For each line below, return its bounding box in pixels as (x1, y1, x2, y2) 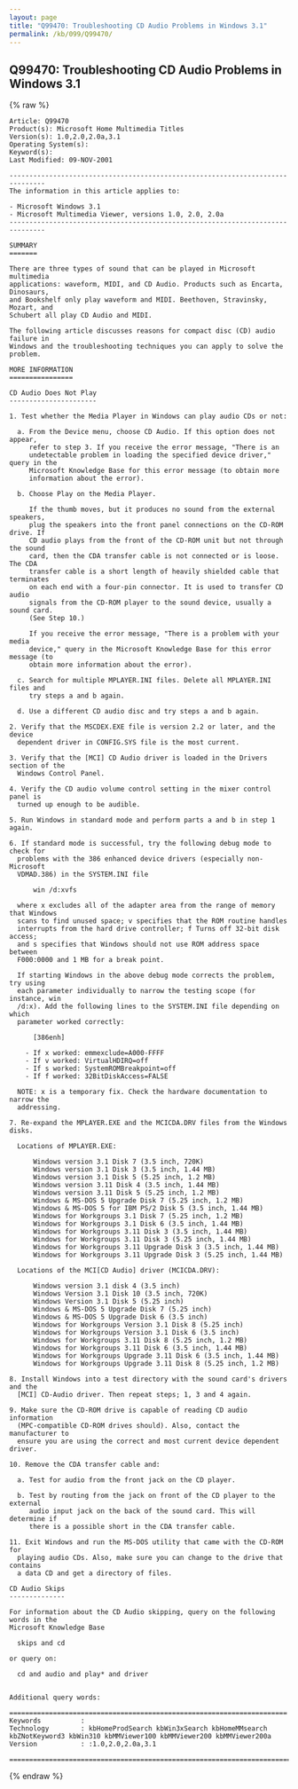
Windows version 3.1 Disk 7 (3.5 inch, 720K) (32, 1157, 204, 1167)
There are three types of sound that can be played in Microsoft (9, 264, 255, 273)
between (9, 948, 38, 957)
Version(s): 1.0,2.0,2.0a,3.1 (9, 132, 122, 142)
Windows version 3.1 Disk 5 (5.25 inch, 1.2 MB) (32, 1173, 216, 1182)
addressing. (17, 1103, 62, 1112)
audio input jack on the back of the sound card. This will (28, 1507, 255, 1516)
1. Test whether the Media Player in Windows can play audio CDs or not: (9, 412, 288, 422)
